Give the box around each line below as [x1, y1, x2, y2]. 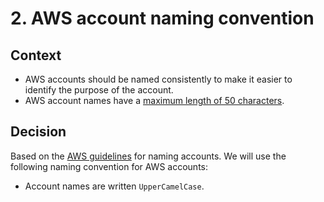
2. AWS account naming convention [10, 7, 315, 30]
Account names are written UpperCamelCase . [24, 180, 205, 192]
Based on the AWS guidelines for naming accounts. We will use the [10, 150, 287, 162]
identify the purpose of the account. [24, 84, 174, 96]
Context [10, 47, 62, 64]
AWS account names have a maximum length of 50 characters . [24, 95, 285, 106]
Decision [10, 123, 67, 141]
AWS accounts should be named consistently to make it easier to [24, 73, 293, 85]
